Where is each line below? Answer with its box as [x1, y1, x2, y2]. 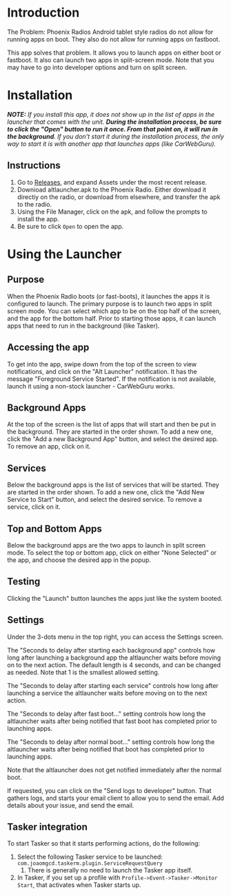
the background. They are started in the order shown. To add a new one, [7, 427, 214, 436]
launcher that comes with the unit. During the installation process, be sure [7, 118, 222, 126]
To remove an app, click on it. [7, 442, 91, 451]
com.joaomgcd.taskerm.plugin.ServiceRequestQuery [17, 860, 163, 867]
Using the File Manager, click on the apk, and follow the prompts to [17, 207, 208, 216]
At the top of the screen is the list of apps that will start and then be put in [7, 420, 217, 429]
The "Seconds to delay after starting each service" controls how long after [7, 681, 219, 689]
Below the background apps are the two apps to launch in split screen [7, 541, 205, 549]
